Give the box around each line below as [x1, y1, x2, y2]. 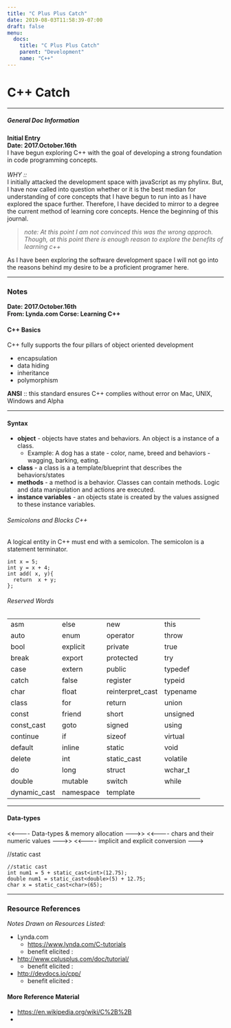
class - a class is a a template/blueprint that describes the [16, 463, 182, 472]
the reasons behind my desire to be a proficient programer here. [7, 263, 189, 271]
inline [61, 743, 80, 752]
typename [164, 687, 197, 696]
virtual [164, 732, 185, 741]
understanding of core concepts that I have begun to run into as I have [7, 192, 207, 201]
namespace [61, 787, 100, 797]
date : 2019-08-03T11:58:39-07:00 [7, 17, 103, 23]
